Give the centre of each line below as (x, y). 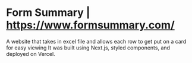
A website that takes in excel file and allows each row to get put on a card (96, 41)
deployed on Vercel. (31, 54)
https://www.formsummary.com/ (91, 25)
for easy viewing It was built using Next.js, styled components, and (88, 48)
